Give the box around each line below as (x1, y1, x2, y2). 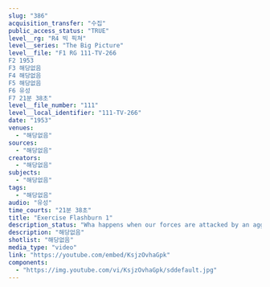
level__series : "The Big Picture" (8, 42, 125, 50)
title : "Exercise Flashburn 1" (8, 214, 113, 222)
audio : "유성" (8, 199, 52, 207)
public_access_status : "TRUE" (8, 27, 110, 35)
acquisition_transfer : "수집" (8, 19, 106, 27)
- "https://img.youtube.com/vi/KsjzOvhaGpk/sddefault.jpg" (15, 266, 218, 274)
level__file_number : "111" (8, 101, 99, 109)
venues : (8, 124, 35, 132)
